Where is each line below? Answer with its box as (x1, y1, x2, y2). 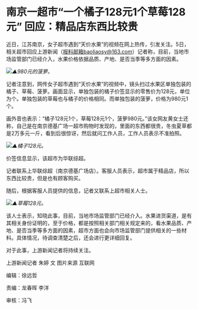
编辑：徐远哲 (6, 271, 37, 278)
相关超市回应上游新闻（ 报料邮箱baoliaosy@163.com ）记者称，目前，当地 (6, 48, 184, 55)
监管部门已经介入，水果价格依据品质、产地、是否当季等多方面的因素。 (11, 55, 181, 62)
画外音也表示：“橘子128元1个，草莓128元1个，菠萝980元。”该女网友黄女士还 (6, 115, 189, 122)
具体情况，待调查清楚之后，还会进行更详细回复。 (16, 234, 136, 241)
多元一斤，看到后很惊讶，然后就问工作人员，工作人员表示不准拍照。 (19, 129, 185, 137)
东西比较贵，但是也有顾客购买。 (6, 174, 84, 181)
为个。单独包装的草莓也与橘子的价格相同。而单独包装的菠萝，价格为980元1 (6, 95, 189, 102)
